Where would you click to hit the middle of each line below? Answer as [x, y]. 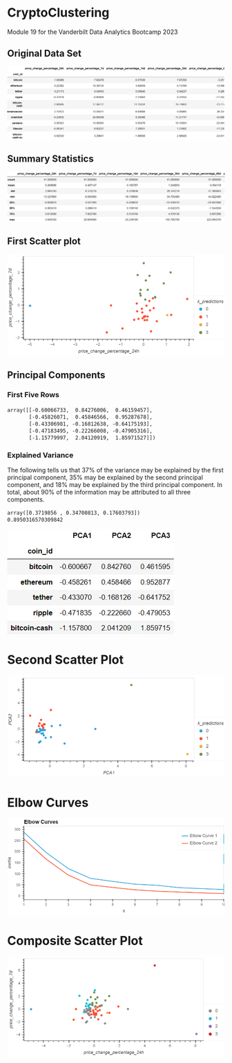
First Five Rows [33, 395]
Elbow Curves [48, 802]
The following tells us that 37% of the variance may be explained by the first [116, 470]
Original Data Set [44, 54]
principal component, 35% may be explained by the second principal [105, 477]
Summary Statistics [51, 159]
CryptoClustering [58, 13]
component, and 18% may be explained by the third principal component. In [115, 484]
